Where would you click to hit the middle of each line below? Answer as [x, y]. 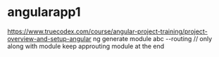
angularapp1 [44, 12]
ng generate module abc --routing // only [152, 38]
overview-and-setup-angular [49, 38]
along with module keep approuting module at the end [86, 46]
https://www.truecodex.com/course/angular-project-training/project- [107, 31]
